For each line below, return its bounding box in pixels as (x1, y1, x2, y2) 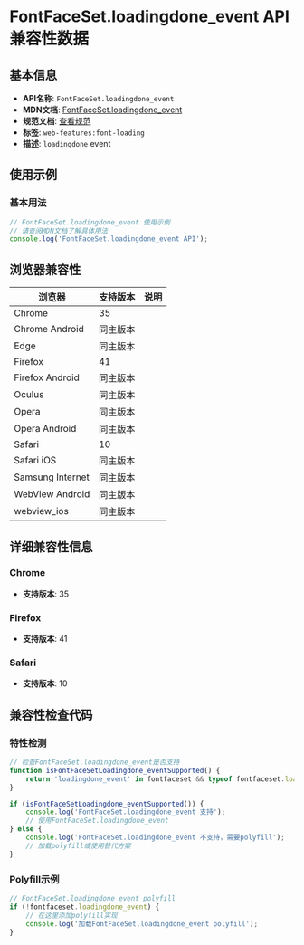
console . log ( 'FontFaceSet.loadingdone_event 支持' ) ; (25, 807, 226, 816)
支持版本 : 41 (22, 634, 68, 644)
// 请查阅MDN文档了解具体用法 (9, 226, 109, 235)
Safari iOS (14, 454, 57, 467)
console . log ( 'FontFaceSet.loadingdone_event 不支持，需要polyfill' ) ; (25, 833, 285, 843)
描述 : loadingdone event (22, 138, 111, 148)
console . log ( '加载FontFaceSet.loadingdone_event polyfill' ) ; (25, 919, 259, 929)
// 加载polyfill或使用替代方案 (25, 841, 131, 850)
